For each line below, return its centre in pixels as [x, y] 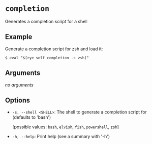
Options [18, 100]
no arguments [19, 85]
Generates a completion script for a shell [46, 21]
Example [19, 37]
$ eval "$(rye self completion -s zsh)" [47, 58]
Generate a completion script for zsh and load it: [54, 49]
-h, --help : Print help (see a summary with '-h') [61, 137]
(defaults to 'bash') [31, 117]
